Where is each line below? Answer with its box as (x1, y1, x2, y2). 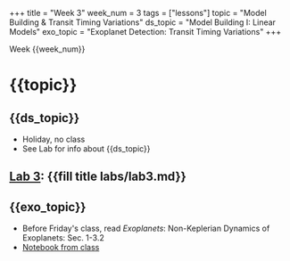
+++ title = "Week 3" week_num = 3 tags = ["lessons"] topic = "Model (9, 8, 268, 18)
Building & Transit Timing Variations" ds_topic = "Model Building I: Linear (9, 17, 277, 28)
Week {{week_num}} (9, 44, 86, 54)
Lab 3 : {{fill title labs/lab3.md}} (9, 169, 187, 184)
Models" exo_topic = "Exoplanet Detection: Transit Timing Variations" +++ (9, 27, 282, 37)
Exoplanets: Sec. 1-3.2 (21, 232, 104, 243)
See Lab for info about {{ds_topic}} (21, 143, 151, 154)
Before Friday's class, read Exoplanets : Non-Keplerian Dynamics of (21, 223, 270, 234)
